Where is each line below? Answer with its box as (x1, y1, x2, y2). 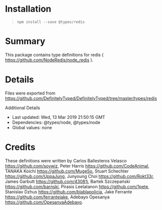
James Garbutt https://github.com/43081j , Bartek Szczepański (5, 178, 130, 184)
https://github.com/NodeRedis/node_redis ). (5, 57, 93, 63)
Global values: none (12, 124, 52, 130)
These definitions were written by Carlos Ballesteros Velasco (5, 157, 127, 164)
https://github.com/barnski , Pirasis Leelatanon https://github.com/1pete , (5, 184, 150, 190)
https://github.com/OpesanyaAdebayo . (5, 199, 84, 205)
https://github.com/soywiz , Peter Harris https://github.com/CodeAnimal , (5, 163, 150, 169)
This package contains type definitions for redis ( (5, 52, 104, 57)
